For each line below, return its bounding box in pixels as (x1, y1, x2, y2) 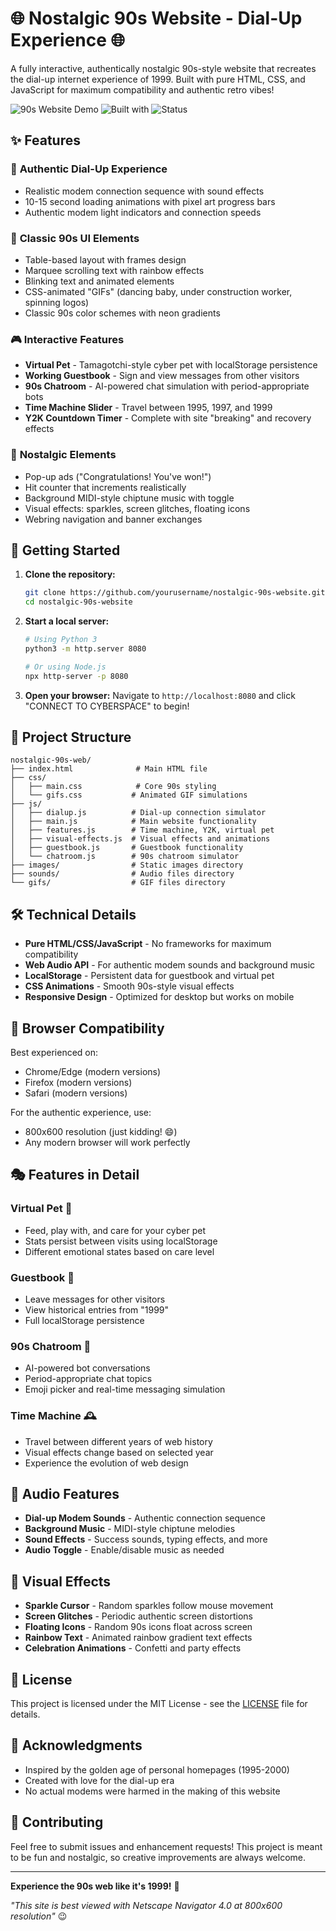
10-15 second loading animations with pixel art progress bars (24, 195, 276, 207)
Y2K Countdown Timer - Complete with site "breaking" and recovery (24, 412, 312, 424)
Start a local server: (24, 615, 110, 627)
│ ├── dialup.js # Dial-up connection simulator (10, 808, 267, 818)
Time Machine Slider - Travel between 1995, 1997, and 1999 (24, 402, 273, 414)
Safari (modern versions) (24, 1087, 128, 1099)
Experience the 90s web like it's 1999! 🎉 (10, 1880, 180, 1892)
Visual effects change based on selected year (24, 1446, 214, 1458)
